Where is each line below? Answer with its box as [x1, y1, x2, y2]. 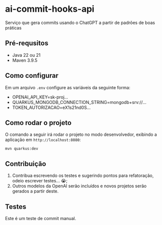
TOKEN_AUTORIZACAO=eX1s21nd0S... [12, 104, 91, 110]
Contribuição [5, 159, 47, 168]
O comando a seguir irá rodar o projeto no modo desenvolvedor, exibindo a [5, 131, 157, 138]
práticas [5, 25, 22, 30]
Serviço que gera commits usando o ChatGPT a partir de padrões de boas [5, 20, 156, 25]
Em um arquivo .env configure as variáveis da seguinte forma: [5, 84, 131, 90]
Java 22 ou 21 [12, 52, 41, 58]
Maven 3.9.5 [12, 57, 38, 63]
